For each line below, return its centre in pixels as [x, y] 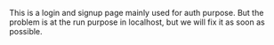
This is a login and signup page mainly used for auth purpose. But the [137, 13]
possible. [26, 31]
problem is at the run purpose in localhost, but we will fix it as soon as [137, 22]
